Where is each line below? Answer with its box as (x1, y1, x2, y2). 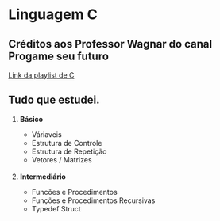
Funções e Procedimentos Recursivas (31, 196, 156, 205)
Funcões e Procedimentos (31, 187, 118, 196)
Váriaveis (31, 129, 62, 139)
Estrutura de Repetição (31, 147, 107, 156)
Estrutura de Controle (31, 138, 102, 147)
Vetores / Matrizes (31, 154, 93, 164)
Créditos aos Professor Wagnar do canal (8, 37, 213, 51)
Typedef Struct (31, 204, 81, 213)
